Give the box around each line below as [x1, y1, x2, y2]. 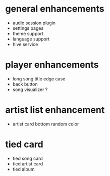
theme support [12, 30, 44, 36]
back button [12, 81, 38, 87]
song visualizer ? [12, 86, 48, 93]
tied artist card [12, 160, 43, 167]
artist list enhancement [5, 104, 105, 116]
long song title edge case [12, 75, 66, 81]
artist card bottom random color [12, 121, 79, 127]
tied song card [12, 155, 43, 161]
